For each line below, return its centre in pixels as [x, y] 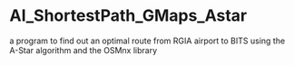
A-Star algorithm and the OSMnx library [83, 50]
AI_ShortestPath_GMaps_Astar [128, 16]
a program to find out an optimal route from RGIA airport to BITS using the [147, 41]
